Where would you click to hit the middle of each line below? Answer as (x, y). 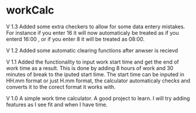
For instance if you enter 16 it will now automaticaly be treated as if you (92, 32)
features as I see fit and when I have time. (57, 104)
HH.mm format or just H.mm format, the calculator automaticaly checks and (98, 81)
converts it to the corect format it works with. (61, 87)
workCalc (30, 10)
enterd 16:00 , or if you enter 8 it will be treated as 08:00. (75, 39)
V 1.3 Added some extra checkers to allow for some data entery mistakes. (96, 26)
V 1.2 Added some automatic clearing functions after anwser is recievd (92, 50)
